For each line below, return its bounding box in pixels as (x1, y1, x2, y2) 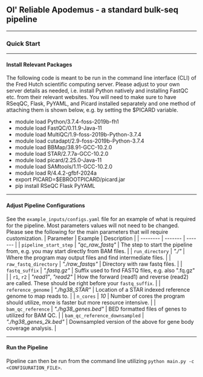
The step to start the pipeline (120, 241, 193, 248)
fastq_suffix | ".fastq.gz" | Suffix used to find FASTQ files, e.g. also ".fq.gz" (6, 266, 195, 274)
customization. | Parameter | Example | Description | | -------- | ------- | (6, 234, 185, 242)
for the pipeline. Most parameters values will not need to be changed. (6, 222, 179, 229)
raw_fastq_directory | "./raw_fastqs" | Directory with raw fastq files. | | (6, 260, 182, 268)
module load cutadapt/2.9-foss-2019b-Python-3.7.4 (14, 137, 145, 144)
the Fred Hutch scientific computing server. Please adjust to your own (6, 81, 180, 88)
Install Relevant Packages (6, 60, 72, 68)
